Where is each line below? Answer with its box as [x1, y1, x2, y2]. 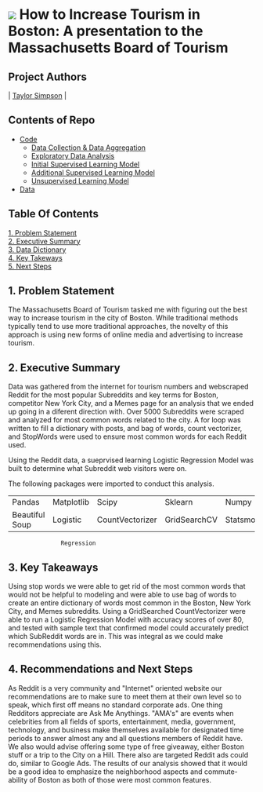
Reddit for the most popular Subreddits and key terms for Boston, [8, 390, 219, 400]
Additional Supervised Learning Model [31, 167, 155, 177]
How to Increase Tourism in [19, 5, 201, 24]
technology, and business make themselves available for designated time [8, 724, 244, 735]
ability [8, 775, 28, 784]
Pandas [12, 497, 40, 508]
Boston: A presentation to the [8, 22, 204, 40]
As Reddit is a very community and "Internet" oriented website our [8, 683, 222, 692]
